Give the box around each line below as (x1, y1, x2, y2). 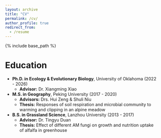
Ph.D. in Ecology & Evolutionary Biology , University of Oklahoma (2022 (12, 76, 157, 81)
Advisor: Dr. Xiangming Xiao (19, 86, 77, 92)
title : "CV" (5, 12, 29, 16)
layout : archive (5, 7, 38, 12)
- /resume (9, 30, 29, 34)
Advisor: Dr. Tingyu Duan (19, 117, 71, 123)
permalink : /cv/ (5, 16, 38, 21)
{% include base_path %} (5, 43, 56, 48)
